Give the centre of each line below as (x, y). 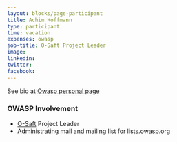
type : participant (33, 26)
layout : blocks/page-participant (55, 13)
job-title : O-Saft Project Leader (57, 45)
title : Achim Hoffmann (40, 20)
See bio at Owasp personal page (53, 91)
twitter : (20, 65)
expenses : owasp (30, 39)
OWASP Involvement (42, 109)
